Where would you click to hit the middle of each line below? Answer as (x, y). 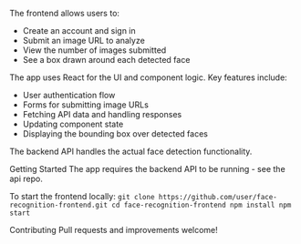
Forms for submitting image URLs (85, 105)
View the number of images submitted (94, 50)
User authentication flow (69, 95)
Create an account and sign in (79, 30)
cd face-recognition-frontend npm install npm (201, 205)
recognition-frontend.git (58, 205)
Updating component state (73, 124)
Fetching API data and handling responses (102, 114)
